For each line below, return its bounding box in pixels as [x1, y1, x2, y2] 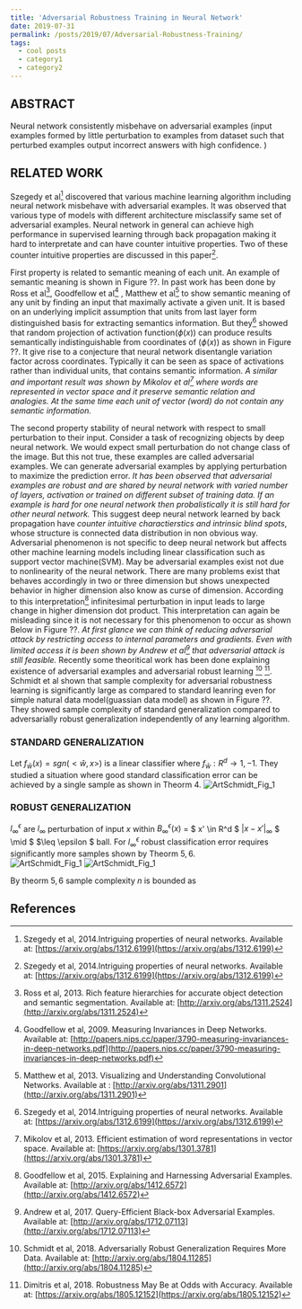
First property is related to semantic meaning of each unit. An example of [10, 267, 280, 278]
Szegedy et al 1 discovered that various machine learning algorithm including [10, 190, 292, 202]
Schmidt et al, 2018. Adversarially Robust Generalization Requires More [22, 1243, 287, 1253]
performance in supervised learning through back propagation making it [10, 229, 277, 240]
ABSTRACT [10, 96, 75, 112]
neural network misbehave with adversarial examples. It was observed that [10, 200, 287, 211]
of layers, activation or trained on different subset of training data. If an [10, 489, 275, 500]
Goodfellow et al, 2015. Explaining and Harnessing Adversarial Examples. [22, 1170, 293, 1181]
